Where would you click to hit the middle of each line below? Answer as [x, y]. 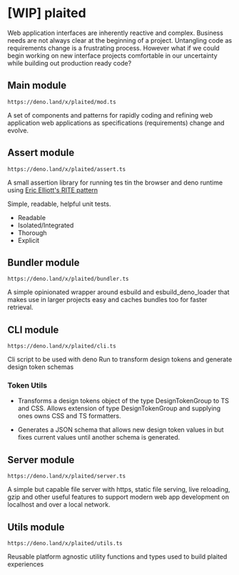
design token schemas [41, 367]
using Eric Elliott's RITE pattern [53, 190]
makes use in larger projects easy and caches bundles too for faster [107, 300]
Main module [37, 86]
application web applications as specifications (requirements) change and [116, 123]
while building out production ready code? [70, 63]
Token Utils [27, 385]
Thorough [32, 232]
